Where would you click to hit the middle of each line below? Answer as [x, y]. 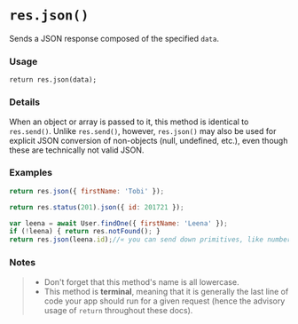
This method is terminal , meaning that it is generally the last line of [166, 291]
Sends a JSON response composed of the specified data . [114, 38]
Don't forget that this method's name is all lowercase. [141, 281]
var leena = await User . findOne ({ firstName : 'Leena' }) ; [118, 223]
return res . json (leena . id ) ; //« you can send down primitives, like [137, 240]
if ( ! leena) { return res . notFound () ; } [85, 232]
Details [25, 102]
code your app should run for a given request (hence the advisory [165, 301]
